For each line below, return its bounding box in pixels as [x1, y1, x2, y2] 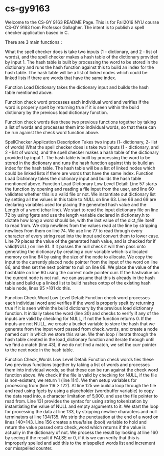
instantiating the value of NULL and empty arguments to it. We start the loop [5, 403, 159, 409]
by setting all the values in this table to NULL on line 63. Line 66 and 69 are [5, 196, 157, 202]
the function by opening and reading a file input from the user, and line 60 [5, 186, 154, 192]
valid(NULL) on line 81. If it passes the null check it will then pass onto [5, 243, 146, 249]
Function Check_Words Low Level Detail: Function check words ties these [5, 356, 154, 362]
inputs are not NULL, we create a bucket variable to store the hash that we [5, 320, 155, 327]
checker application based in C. [5, 29, 70, 35]
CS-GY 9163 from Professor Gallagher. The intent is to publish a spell [5, 24, 144, 30]
